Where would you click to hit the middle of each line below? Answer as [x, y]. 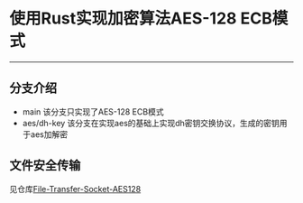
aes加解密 [49, 134]
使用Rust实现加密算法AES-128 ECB [141, 18]
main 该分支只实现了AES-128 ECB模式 [93, 111]
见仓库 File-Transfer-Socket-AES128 [75, 189]
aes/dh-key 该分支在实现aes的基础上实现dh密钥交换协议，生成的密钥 [151, 123]
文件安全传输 [45, 166]
